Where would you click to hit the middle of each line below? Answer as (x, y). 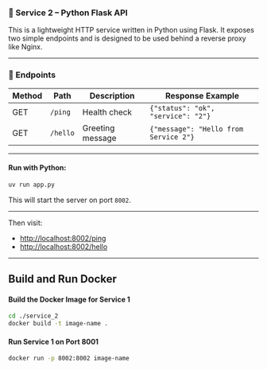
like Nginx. (25, 47)
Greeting (99, 128)
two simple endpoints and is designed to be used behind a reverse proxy (127, 38)
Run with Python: (37, 168)
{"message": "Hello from (197, 129)
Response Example (203, 95)
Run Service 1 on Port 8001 (54, 341)
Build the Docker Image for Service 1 (70, 299)
